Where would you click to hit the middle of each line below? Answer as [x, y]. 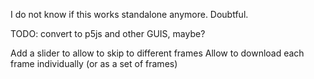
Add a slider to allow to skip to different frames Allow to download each [157, 53]
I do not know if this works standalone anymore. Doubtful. [129, 14]
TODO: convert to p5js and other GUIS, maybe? [108, 33]
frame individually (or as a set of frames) [94, 63]
